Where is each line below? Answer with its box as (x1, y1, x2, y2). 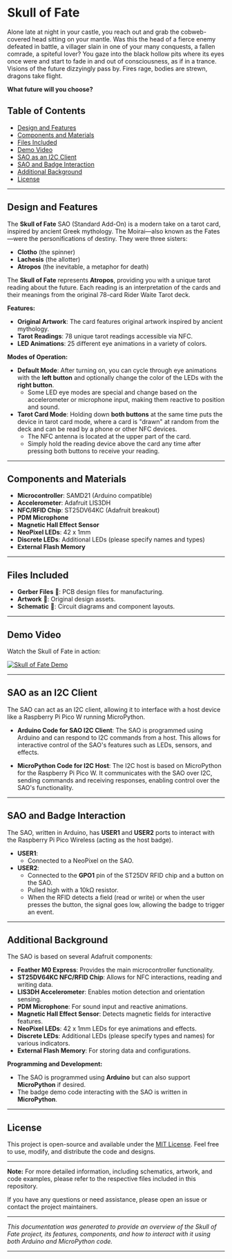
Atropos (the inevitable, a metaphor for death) (17, 262, 149, 271)
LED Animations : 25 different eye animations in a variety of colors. (17, 339, 207, 347)
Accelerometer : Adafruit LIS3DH (17, 499, 111, 507)
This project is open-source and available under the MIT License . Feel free (7, 1140, 220, 1149)
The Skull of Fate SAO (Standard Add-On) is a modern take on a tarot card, (7, 220, 221, 228)
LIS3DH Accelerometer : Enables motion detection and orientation (17, 988, 205, 996)
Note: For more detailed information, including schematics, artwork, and (7, 1167, 213, 1175)
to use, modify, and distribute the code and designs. (7, 1148, 155, 1156)
